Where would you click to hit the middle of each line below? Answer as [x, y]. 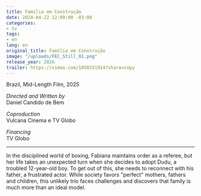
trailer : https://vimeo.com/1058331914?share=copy [71, 67]
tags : [13, 34]
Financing [19, 132]
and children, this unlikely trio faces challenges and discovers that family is [99, 181]
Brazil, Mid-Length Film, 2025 [43, 85]
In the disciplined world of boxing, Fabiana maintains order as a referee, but [99, 156]
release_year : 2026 [31, 62]
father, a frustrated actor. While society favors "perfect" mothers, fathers [96, 175]
